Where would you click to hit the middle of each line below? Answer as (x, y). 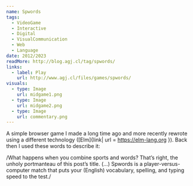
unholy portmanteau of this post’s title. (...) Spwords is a (75, 164)
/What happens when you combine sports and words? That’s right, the (92, 157)
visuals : (17, 84)
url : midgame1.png (39, 94)
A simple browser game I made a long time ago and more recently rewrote (97, 134)
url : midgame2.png (39, 105)
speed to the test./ (29, 176)
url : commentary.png (42, 116)
